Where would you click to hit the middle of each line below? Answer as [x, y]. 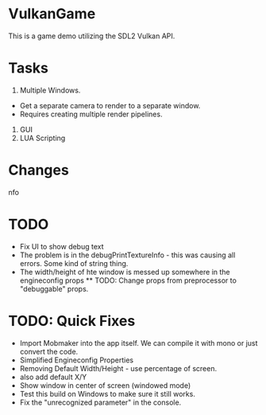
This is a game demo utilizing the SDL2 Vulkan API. [92, 36]
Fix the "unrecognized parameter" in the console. [100, 402]
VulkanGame [52, 14]
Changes [39, 170]
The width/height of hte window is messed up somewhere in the [125, 272]
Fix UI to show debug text [62, 246]
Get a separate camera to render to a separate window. [110, 105]
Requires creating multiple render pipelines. [91, 114]
